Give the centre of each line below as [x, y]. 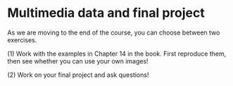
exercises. [22, 39]
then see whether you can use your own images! [78, 61]
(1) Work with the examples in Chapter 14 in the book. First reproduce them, [117, 54]
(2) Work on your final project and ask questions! [78, 75]
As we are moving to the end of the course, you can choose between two [114, 32]
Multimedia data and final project [106, 13]
